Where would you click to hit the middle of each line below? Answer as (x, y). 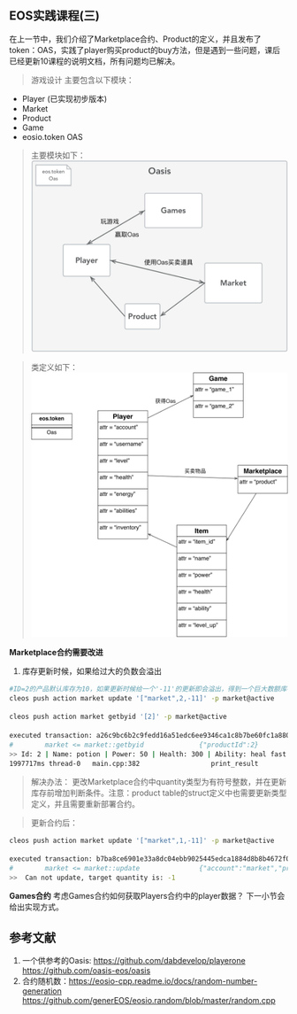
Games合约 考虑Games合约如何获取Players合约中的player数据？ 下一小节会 (147, 896)
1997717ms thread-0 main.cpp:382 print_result (134, 763)
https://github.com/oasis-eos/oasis (86, 970)
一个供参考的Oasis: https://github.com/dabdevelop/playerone (133, 960)
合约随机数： (45, 980)
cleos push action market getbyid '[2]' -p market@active (118, 717)
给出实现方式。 (36, 907)
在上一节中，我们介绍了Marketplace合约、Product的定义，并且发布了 (135, 39)
